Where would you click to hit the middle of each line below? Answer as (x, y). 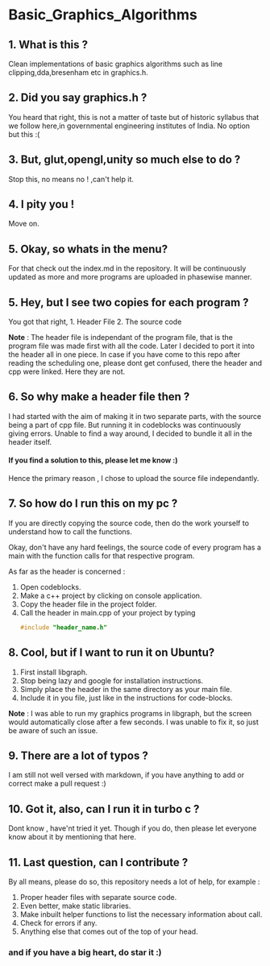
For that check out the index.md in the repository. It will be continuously (127, 268)
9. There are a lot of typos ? (79, 755)
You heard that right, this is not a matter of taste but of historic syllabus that (134, 117)
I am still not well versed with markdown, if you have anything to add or (127, 775)
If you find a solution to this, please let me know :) (93, 460)
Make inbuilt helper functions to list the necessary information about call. (141, 914)
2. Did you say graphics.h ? (78, 98)
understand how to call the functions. (71, 531)
